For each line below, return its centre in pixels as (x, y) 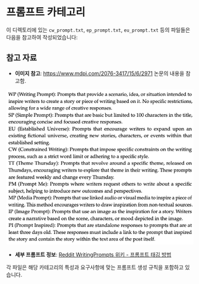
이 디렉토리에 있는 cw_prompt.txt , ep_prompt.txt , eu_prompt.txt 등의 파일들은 (98, 30)
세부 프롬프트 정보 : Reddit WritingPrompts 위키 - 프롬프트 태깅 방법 (93, 254)
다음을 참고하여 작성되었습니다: (42, 37)
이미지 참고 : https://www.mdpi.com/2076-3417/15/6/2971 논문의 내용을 (99, 73)
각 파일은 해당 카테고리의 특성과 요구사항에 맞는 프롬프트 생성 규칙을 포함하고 (95, 267)
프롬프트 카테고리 (46, 12)
